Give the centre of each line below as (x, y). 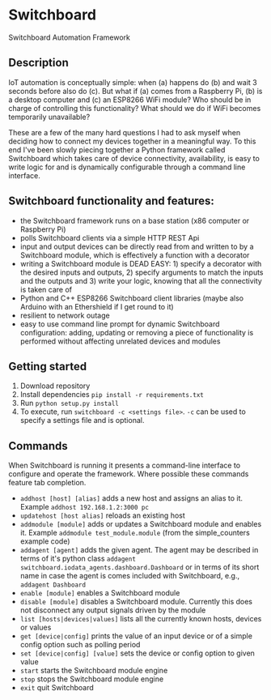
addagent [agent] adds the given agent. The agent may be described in (139, 550)
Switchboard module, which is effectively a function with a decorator (135, 255)
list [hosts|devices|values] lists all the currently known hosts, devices (141, 619)
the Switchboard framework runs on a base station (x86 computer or (135, 220)
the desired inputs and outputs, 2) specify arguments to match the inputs (142, 272)
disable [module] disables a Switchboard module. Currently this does (136, 602)
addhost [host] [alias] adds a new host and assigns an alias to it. (131, 498)
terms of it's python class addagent (78, 559)
